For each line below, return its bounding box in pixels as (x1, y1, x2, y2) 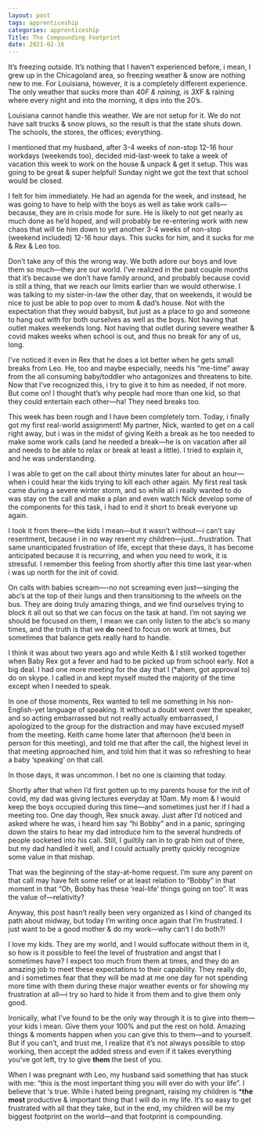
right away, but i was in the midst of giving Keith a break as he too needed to (8, 429, 255, 438)
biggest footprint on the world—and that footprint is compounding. (8, 1112, 223, 1121)
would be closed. (8, 176, 64, 185)
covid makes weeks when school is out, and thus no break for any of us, (8, 331, 241, 342)
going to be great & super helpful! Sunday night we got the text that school (8, 168, 249, 177)
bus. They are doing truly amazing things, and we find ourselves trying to (8, 600, 244, 609)
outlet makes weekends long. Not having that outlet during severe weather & (8, 323, 255, 333)
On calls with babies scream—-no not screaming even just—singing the (8, 583, 240, 593)
